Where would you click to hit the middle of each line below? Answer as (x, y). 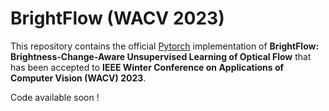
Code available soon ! (55, 97)
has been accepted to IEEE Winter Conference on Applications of (147, 67)
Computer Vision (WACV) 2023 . (78, 78)
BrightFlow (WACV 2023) (117, 18)
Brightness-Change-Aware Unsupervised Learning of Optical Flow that (161, 56)
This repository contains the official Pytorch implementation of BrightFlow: (165, 46)
